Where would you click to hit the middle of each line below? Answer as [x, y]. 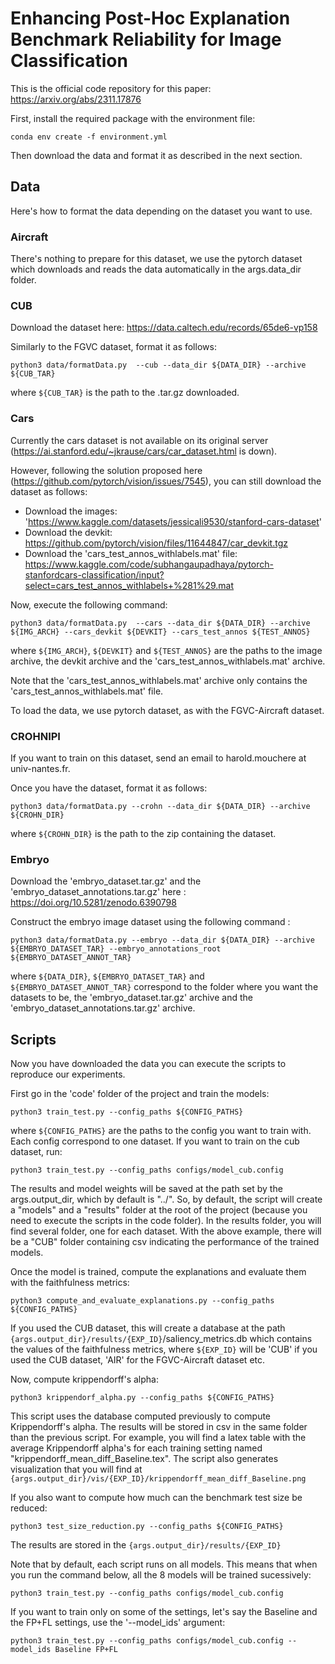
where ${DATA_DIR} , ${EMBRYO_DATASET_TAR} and [107, 976]
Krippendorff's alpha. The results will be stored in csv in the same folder [159, 1427]
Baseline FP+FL [86, 1650]
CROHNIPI [35, 736]
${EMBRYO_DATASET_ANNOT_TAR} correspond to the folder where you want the [164, 987]
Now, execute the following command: [89, 604]
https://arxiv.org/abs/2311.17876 [76, 99]
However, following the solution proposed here [106, 470]
